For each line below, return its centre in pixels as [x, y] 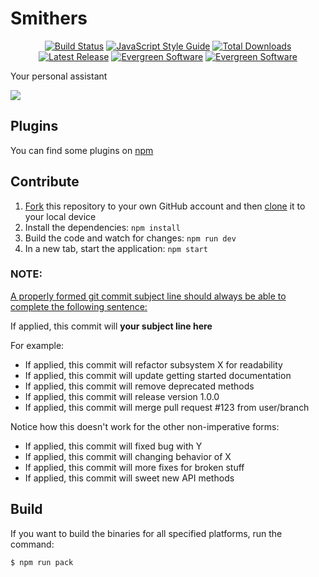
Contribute [45, 182]
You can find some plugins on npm [82, 150]
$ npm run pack [42, 562]
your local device [60, 216]
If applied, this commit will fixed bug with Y [113, 446]
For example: [37, 345]
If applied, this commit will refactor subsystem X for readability [153, 364]
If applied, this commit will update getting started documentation [158, 375]
